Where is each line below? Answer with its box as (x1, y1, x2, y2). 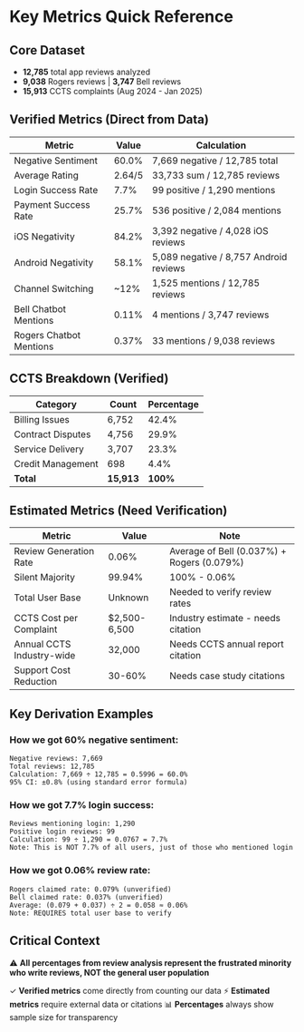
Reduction (14, 676, 57, 688)
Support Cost (14, 664, 71, 677)
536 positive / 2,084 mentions (152, 204, 282, 217)
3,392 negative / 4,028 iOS (152, 224, 269, 237)
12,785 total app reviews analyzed (22, 66, 151, 77)
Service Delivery (14, 443, 84, 455)
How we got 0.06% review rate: (9, 864, 151, 877)
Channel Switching (14, 282, 94, 295)
